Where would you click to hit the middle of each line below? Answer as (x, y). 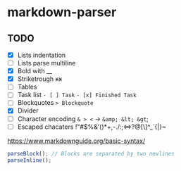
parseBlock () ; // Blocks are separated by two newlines (91, 153)
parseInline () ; (30, 160)
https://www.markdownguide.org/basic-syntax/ (76, 141)
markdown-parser (62, 12)
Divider (28, 110)
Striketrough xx (40, 79)
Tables (27, 87)
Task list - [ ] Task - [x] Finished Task (77, 95)
